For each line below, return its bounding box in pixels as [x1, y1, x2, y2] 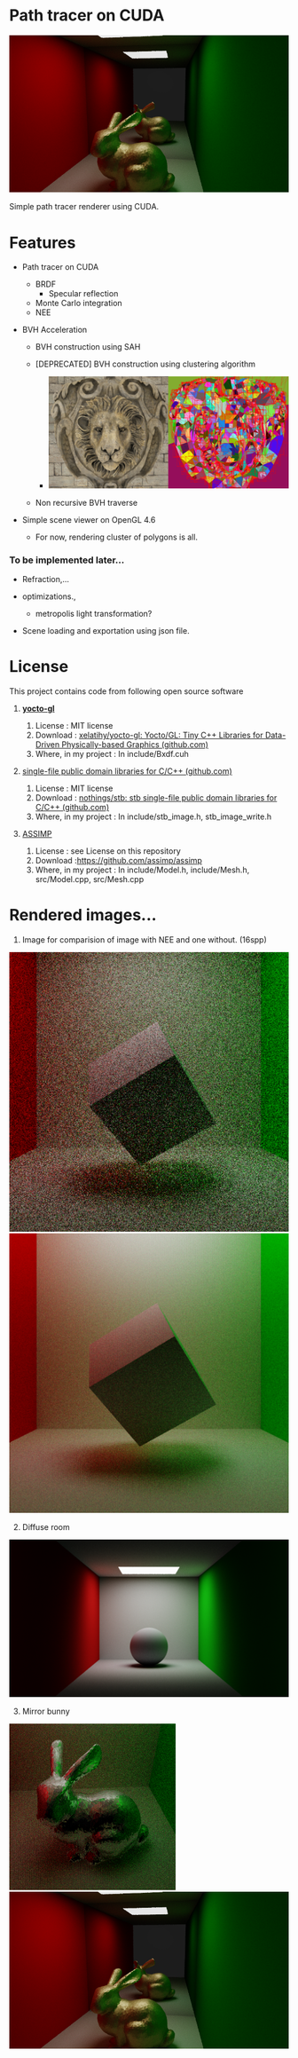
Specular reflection [48, 288, 119, 299]
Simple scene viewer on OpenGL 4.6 [21, 514, 156, 524]
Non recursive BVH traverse [35, 497, 138, 508]
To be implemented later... [9, 554, 125, 566]
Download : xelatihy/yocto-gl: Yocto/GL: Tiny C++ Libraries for [35, 729, 263, 741]
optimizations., [21, 591, 77, 602]
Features [9, 233, 76, 253]
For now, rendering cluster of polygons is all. [35, 532, 198, 542]
